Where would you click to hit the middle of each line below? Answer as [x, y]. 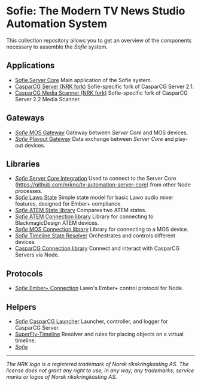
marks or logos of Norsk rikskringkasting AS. [62, 377]
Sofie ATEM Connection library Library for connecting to [84, 216]
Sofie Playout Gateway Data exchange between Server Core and [94, 138]
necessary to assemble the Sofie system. [57, 47]
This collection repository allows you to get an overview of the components [99, 40]
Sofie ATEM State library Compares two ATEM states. [80, 210]
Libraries [23, 164]
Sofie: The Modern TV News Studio [96, 11]
